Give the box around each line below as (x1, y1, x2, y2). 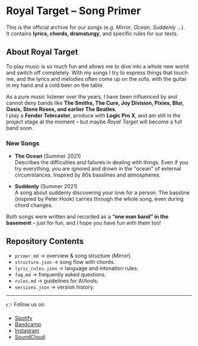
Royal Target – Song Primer (6, 4, 141, 18)
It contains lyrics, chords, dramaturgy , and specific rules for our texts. (6, 30, 179, 37)
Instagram (14, 327, 39, 334)
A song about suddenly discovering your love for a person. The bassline (14, 189, 190, 196)
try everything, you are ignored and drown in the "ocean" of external (14, 165, 181, 172)
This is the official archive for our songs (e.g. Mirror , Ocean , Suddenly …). (6, 24, 186, 31)
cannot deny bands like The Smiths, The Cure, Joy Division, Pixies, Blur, (6, 99, 184, 106)
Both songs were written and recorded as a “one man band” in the (6, 213, 169, 220)
